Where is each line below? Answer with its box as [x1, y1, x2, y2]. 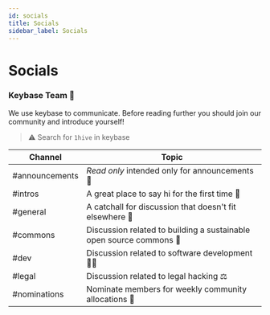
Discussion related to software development [86, 247, 253, 258]
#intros [12, 188, 39, 199]
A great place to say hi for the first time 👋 [86, 188, 241, 199]
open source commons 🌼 [86, 234, 181, 245]
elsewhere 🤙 [86, 211, 133, 222]
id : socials [8, 11, 48, 20]
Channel [29, 151, 63, 162]
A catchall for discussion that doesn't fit [86, 201, 237, 212]
